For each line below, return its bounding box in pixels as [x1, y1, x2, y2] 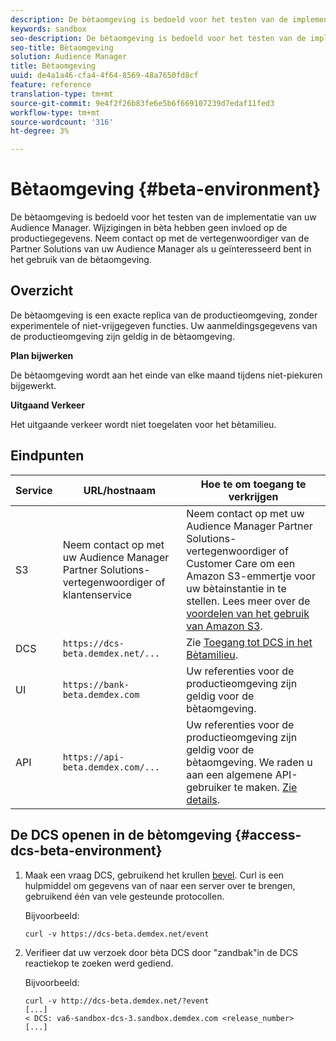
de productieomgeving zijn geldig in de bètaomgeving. [10, 330, 235, 342]
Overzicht [10, 282, 74, 300]
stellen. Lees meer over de [186, 594, 311, 608]
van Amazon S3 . [186, 619, 263, 633]
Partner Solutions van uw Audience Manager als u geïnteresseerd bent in [10, 243, 312, 255]
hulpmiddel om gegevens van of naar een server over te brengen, [24, 879, 296, 891]
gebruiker [186, 780, 232, 794]
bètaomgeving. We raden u [186, 755, 313, 769]
